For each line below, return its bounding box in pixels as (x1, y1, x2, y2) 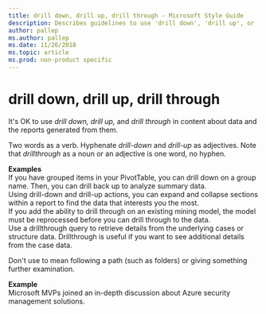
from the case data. (8, 240, 73, 250)
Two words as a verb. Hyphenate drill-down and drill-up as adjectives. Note (8, 140, 256, 149)
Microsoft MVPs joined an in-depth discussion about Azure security (8, 288, 231, 297)
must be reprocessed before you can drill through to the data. (8, 215, 211, 224)
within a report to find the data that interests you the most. (8, 198, 199, 207)
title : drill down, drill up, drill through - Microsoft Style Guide (8, 11, 244, 20)
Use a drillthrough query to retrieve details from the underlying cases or (8, 223, 244, 233)
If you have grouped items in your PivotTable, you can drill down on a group (8, 173, 256, 182)
